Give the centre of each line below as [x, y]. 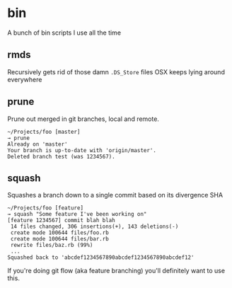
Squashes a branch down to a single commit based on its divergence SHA [115, 195]
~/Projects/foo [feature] [45, 208]
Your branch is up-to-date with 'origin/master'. [82, 150]
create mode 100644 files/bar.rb [60, 239]
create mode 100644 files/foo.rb [60, 233]
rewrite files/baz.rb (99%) [52, 246]
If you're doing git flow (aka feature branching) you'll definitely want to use [116, 271]
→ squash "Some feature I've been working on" [77, 214]
